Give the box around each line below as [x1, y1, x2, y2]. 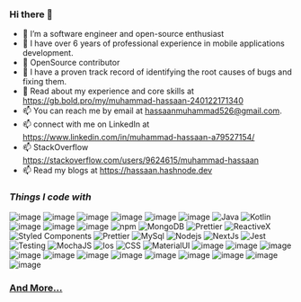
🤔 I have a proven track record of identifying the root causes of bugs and [22, 67, 292, 77]
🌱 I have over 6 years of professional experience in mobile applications [22, 38, 285, 49]
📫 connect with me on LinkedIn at [22, 119, 150, 129]
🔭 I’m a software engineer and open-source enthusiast [22, 29, 225, 40]
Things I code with [9, 191, 92, 203]
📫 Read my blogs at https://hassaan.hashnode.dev [22, 165, 213, 176]
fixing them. [22, 76, 67, 87]
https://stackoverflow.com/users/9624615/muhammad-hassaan [22, 155, 259, 165]
